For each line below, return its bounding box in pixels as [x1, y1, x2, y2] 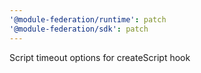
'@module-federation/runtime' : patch [9, 14, 167, 25]
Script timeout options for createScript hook [9, 51, 191, 63]
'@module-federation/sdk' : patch [9, 24, 149, 34]
